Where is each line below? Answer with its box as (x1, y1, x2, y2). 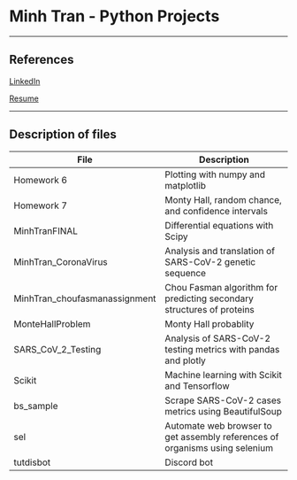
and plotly (164, 354, 206, 367)
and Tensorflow (164, 379, 230, 391)
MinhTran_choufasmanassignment (13, 292, 156, 305)
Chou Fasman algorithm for (164, 281, 278, 293)
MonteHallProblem (13, 317, 91, 329)
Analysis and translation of (164, 244, 276, 257)
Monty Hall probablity (164, 317, 255, 329)
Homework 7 (13, 199, 68, 212)
